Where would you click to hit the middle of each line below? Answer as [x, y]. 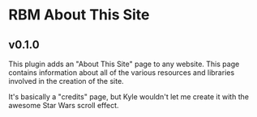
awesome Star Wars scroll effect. [64, 105]
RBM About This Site [79, 15]
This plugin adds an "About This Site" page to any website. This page [124, 64]
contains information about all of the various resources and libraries [122, 73]
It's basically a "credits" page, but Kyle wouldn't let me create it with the [129, 97]
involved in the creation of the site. [66, 81]
